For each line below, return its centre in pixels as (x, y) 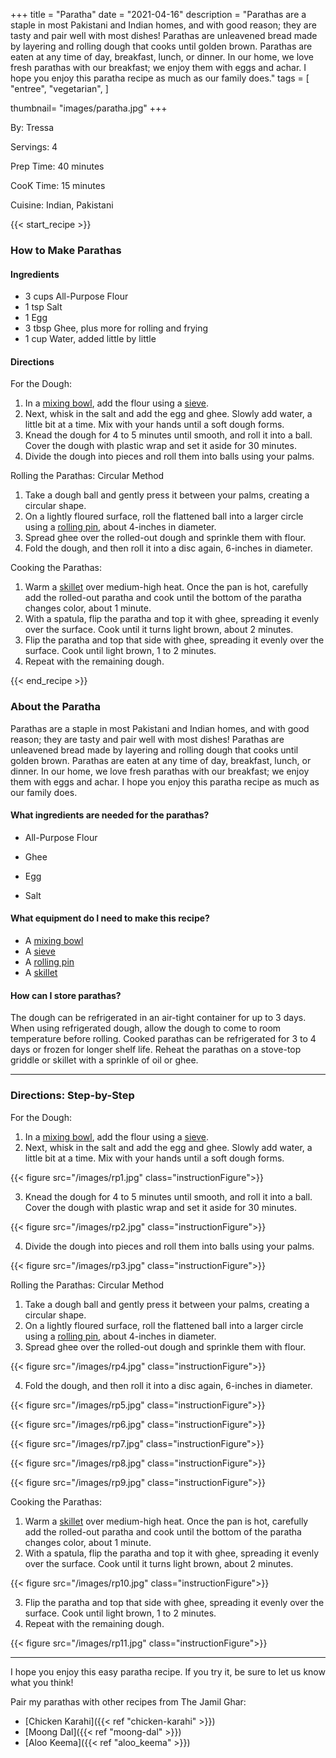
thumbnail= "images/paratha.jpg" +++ (89, 108)
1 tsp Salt (43, 307)
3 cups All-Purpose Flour (76, 296)
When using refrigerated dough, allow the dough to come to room (146, 1028)
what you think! (42, 1682)
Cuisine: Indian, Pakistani (62, 205)
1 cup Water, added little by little (90, 339)
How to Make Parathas (66, 250)
